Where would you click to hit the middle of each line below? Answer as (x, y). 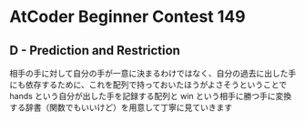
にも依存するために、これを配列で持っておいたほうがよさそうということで (148, 85)
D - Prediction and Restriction (95, 50)
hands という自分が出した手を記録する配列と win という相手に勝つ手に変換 (151, 96)
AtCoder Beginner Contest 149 (127, 17)
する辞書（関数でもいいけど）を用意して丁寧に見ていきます (121, 107)
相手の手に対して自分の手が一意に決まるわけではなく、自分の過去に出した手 (153, 73)
